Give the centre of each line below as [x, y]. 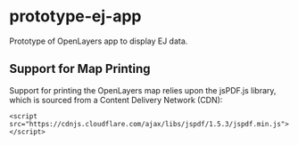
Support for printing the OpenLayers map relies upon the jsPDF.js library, [143, 90]
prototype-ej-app [75, 16]
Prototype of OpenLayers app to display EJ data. [99, 41]
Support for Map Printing [80, 69]
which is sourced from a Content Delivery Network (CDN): [116, 100]
